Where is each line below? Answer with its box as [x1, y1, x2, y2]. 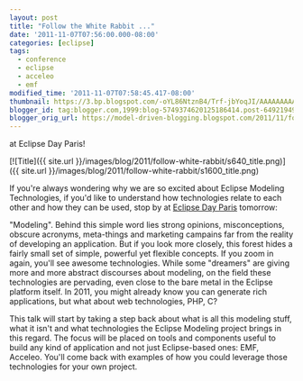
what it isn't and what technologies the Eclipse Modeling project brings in [9, 323, 282, 334]
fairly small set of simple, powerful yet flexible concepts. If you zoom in [9, 249, 274, 259]
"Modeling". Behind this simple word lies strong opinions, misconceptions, [9, 220, 285, 231]
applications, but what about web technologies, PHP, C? [9, 296, 218, 307]
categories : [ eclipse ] [9, 38, 95, 48]
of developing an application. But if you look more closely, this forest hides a [9, 239, 293, 249]
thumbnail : [9, 96, 50, 106]
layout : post [9, 13, 59, 23]
